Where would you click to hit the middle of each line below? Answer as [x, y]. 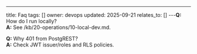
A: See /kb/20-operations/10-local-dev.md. [59, 27]
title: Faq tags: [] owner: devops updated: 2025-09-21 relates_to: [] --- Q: [94, 15]
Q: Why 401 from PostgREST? [42, 39]
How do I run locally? [31, 21]
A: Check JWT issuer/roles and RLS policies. [60, 45]
